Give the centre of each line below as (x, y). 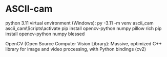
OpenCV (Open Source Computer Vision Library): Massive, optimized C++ (84, 43)
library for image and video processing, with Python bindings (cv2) (76, 49)
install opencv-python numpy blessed (45, 34)
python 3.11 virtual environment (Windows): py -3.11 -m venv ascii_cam (79, 23)
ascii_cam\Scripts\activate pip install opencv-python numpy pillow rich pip (83, 28)
